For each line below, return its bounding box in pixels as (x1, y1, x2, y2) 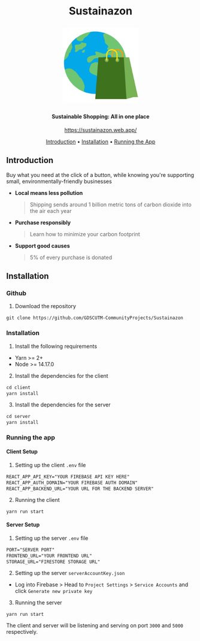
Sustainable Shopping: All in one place (51, 113, 150, 121)
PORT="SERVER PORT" (6, 547, 55, 553)
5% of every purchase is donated (29, 254, 113, 261)
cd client (6, 384, 31, 390)
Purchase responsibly (14, 219, 71, 226)
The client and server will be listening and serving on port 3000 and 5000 (6, 622, 184, 629)
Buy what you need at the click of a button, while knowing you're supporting (6, 171, 195, 178)
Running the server (14, 598, 62, 606)
